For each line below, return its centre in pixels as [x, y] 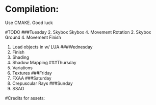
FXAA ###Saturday [32, 78]
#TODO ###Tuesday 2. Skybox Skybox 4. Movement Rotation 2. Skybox [78, 32]
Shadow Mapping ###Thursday [44, 62]
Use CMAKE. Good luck [29, 23]
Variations [22, 68]
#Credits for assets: [25, 98]
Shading [21, 57]
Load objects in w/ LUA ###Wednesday [52, 47]
